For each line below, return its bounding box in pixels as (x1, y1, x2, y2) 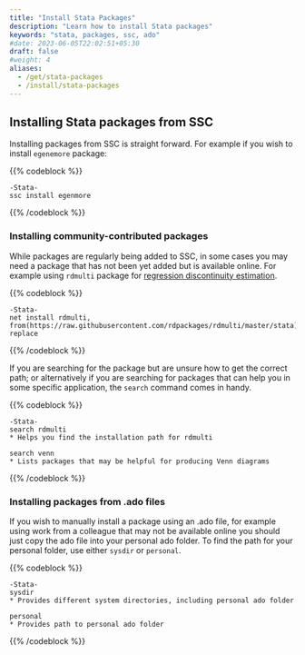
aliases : (9, 65, 43, 74)
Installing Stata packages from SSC (9, 114, 214, 130)
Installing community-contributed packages (9, 230, 209, 243)
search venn (9, 449, 54, 458)
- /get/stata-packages (17, 73, 103, 82)
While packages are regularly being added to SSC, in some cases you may (9, 251, 289, 262)
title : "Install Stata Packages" (9, 13, 136, 23)
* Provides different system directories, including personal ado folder (9, 596, 295, 605)
